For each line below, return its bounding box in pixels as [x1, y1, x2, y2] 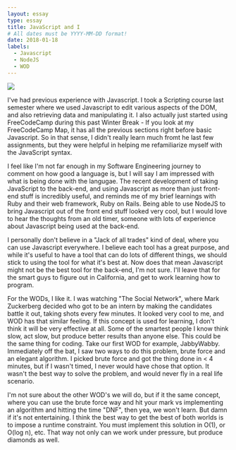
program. [7, 280, 35, 289]
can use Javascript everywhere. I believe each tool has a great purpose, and [7, 243, 230, 251]
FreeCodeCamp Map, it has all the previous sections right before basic [7, 125, 213, 134]
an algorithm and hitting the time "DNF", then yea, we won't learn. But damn [7, 405, 228, 414]
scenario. [7, 377, 35, 385]
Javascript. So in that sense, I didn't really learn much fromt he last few [7, 133, 214, 141]
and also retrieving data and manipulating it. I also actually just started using [7, 110, 228, 119]
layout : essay [7, 10, 49, 18]
